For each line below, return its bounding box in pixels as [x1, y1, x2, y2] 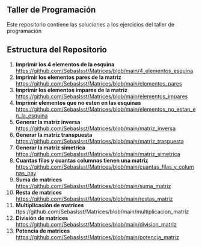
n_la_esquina [15, 111, 48, 119]
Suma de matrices [15, 176, 63, 183]
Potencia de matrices [15, 227, 70, 234]
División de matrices [15, 214, 69, 222]
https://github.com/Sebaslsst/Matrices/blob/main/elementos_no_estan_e [15, 105, 196, 113]
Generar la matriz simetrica [15, 144, 86, 151]
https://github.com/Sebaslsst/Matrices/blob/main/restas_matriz [15, 195, 173, 202]
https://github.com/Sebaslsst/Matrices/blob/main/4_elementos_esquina [15, 67, 194, 74]
